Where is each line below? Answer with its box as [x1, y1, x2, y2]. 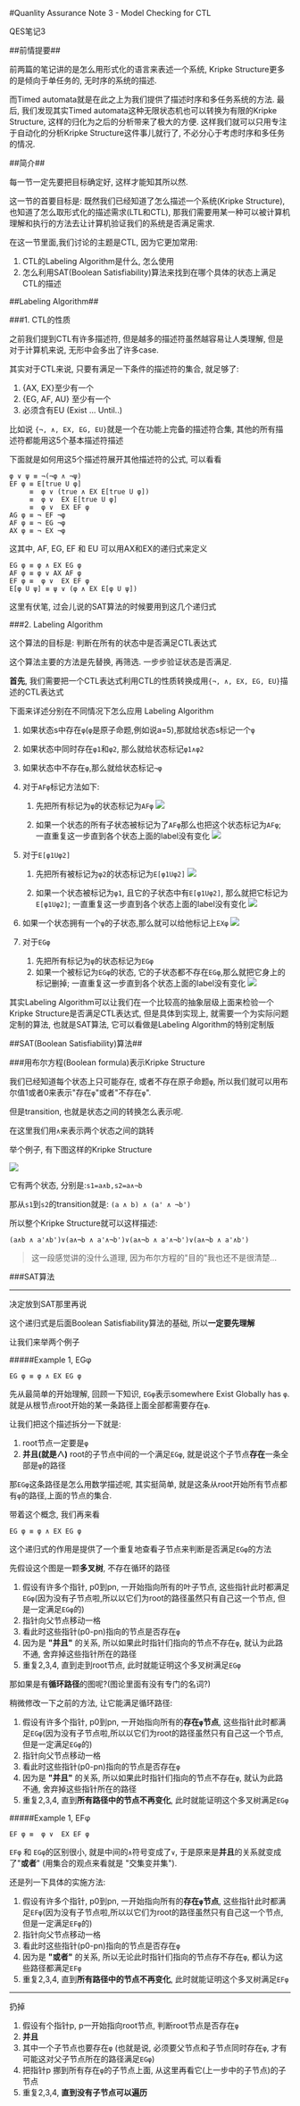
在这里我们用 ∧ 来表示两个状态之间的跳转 [9, 1125, 154, 1136]
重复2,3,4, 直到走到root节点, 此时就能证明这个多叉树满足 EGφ [21, 1660, 241, 1670]
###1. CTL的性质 [9, 314, 71, 325]
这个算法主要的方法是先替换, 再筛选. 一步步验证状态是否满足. [9, 656, 232, 667]
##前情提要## [9, 45, 61, 55]
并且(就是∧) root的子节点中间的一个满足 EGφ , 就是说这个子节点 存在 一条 [21, 1449, 281, 1459]
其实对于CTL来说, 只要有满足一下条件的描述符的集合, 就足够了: [9, 363, 239, 374]
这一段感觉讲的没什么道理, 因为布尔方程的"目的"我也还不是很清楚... [30, 1253, 277, 1262]
